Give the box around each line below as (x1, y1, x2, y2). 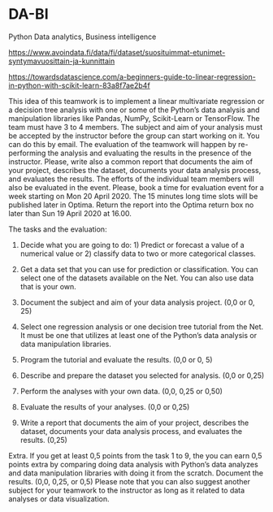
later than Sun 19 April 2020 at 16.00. (8, 208, 132, 218)
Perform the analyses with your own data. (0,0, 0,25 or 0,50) (19, 386, 223, 396)
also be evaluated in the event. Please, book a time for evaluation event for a (8, 182, 264, 192)
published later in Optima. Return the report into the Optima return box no (8, 200, 254, 210)
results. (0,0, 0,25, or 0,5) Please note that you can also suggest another (8, 476, 250, 486)
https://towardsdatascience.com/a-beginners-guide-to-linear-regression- (8, 72, 256, 81)
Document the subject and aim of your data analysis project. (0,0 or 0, (19, 297, 255, 307)
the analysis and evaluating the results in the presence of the (47, 148, 252, 158)
